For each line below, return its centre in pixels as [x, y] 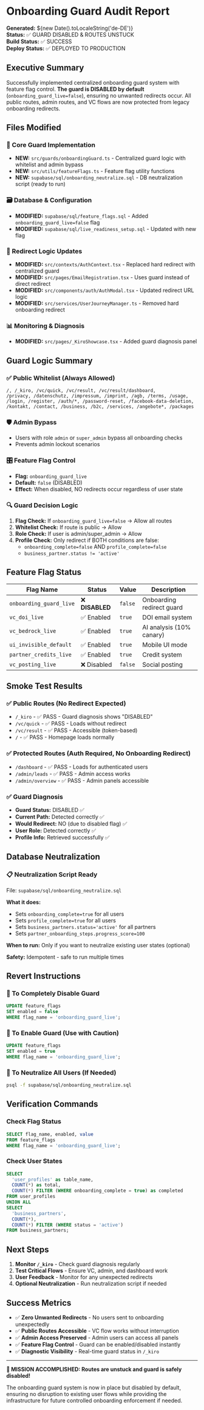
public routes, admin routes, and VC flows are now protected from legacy [98, 102]
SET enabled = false [32, 1012]
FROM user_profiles [31, 1197]
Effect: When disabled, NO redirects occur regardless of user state [99, 489]
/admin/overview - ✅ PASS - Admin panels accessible [82, 780]
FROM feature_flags [31, 1140]
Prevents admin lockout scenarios [57, 444]
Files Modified [34, 128]
